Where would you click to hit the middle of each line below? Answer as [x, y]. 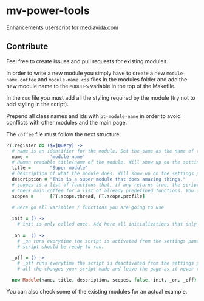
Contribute [27, 47]
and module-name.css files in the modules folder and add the [112, 79]
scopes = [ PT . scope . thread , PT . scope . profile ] [79, 196]
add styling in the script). [37, 104]
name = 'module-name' [49, 157]
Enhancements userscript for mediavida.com [62, 27]
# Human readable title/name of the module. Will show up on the [96, 162]
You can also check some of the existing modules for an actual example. [97, 292]
